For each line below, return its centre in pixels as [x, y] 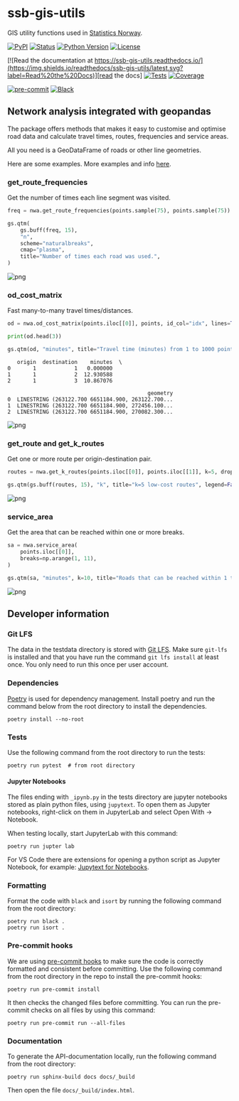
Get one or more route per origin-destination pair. [80, 459]
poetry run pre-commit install [54, 989]
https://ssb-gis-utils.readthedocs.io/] [149, 60]
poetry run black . [36, 922]
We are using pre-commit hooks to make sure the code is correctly [106, 961]
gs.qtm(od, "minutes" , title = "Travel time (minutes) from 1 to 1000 [111, 350]
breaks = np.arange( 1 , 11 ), [59, 559]
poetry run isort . [36, 928]
